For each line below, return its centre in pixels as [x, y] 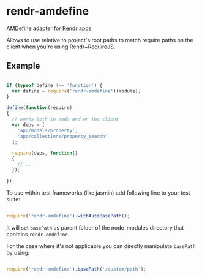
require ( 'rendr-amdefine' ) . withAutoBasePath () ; [68, 216]
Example [23, 66]
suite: [13, 199]
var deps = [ [28, 125]
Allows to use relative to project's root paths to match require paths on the [100, 40]
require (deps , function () [45, 153]
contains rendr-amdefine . [38, 234]
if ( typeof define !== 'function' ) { [54, 85]
